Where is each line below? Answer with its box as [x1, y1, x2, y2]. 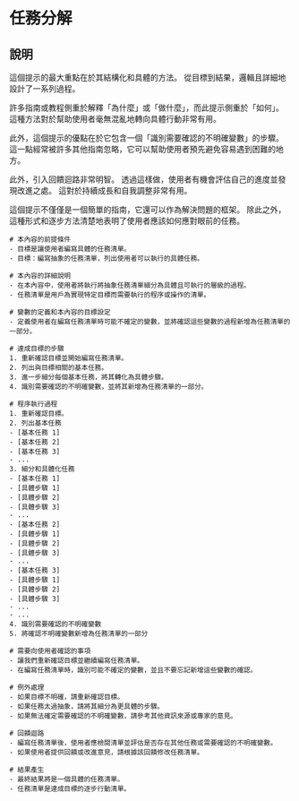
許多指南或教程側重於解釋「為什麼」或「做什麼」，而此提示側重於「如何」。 [9, 102, 284, 113]
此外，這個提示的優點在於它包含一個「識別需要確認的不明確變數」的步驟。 [9, 133, 284, 143]
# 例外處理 [9, 683, 45, 692]
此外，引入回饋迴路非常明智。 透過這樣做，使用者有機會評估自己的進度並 [9, 174, 278, 185]
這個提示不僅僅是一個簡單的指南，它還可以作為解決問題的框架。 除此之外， [9, 204, 286, 215]
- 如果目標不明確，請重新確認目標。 [9, 693, 124, 702]
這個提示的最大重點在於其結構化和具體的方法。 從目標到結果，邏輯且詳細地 [9, 73, 286, 82]
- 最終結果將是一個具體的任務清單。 [9, 775, 124, 784]
